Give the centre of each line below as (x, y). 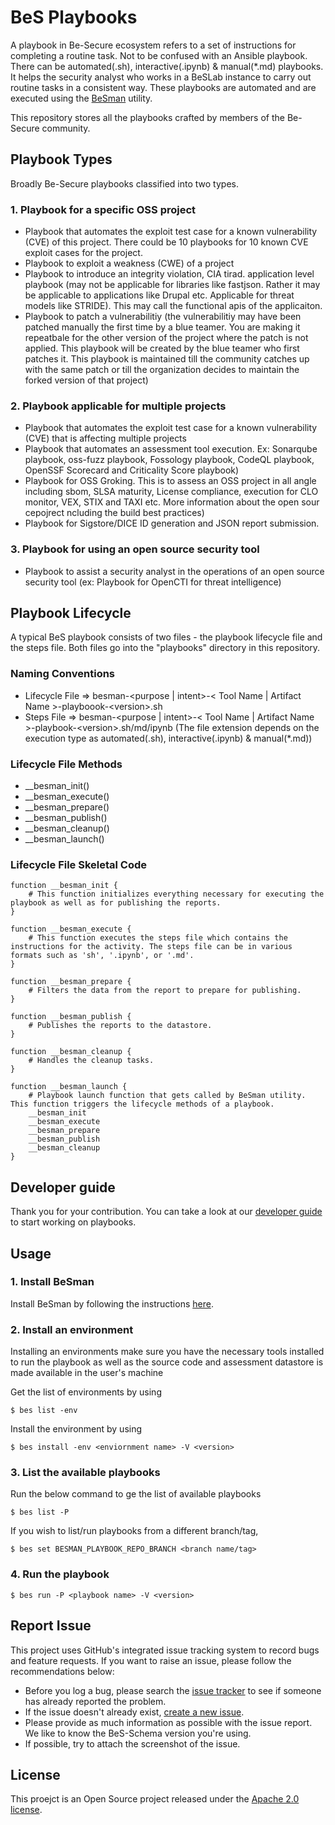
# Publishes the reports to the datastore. (120, 1026)
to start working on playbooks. (73, 1222)
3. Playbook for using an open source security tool (135, 549)
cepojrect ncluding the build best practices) (114, 513)
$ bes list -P (40, 1512)
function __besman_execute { (71, 929)
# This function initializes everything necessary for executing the (176, 894)
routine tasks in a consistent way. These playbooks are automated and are (163, 87)
